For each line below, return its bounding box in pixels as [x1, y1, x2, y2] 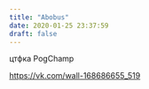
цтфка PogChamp [9, 54, 74, 64]
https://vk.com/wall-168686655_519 [9, 70, 141, 81]
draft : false [9, 29, 58, 38]
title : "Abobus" [9, 12, 69, 22]
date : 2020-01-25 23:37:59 [9, 21, 109, 30]
